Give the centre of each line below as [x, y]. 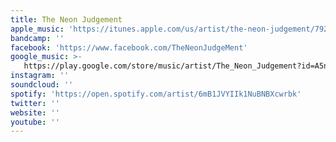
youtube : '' [35, 122]
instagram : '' [40, 76]
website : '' [35, 112]
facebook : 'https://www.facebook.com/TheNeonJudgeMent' [129, 47]
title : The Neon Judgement [66, 19]
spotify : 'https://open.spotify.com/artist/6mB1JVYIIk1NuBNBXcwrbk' [156, 94]
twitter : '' [35, 103]
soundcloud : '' [42, 85]
